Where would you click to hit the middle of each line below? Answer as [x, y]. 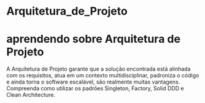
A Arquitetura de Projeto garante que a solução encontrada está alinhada [99, 69]
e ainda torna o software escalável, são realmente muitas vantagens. [93, 82]
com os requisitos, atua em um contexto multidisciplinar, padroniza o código [103, 76]
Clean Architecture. [31, 95]
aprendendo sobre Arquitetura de [94, 39]
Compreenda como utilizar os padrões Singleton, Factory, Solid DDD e [95, 88]
